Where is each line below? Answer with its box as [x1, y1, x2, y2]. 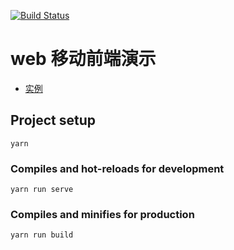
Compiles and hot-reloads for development [10, 161, 225, 175]
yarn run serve [10, 185, 74, 195]
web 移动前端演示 [10, 48, 157, 70]
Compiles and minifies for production [10, 207, 195, 221]
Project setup [10, 112, 97, 129]
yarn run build [10, 230, 74, 240]
